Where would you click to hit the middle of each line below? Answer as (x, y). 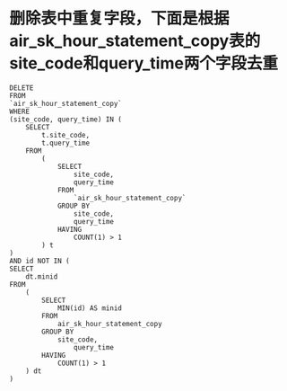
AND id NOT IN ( (39, 261)
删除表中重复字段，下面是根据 (120, 18)
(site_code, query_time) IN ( (66, 119)
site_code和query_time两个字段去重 (143, 63)
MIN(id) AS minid (90, 308)
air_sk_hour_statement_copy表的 (135, 41)
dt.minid (42, 276)
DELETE (22, 88)
